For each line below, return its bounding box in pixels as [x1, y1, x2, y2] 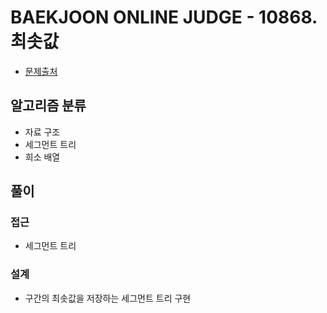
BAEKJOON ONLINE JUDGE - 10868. [10, 6, 318, 29]
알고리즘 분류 [10, 97, 87, 115]
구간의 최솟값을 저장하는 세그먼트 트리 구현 [24, 292, 192, 304]
